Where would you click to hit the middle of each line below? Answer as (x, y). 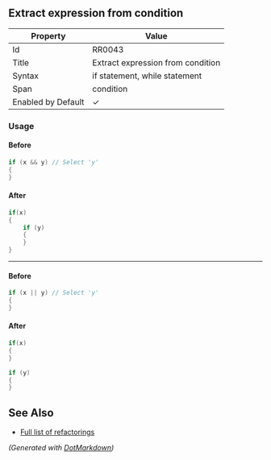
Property (48, 35)
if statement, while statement (147, 76)
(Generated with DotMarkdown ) (61, 448)
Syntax (25, 76)
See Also (31, 413)
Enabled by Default (48, 102)
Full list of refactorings (57, 432)
